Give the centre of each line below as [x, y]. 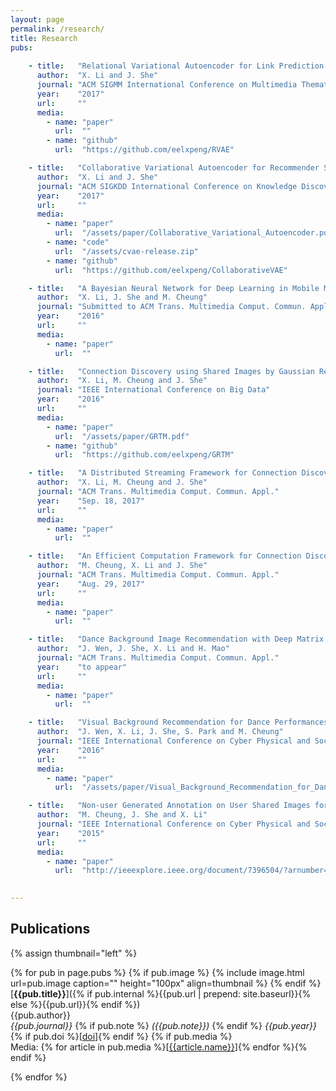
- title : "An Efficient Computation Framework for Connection [165, 556]
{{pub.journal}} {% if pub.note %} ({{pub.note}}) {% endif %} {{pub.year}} [163, 1025]
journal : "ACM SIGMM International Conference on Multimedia [167, 85]
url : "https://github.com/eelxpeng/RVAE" [144, 150]
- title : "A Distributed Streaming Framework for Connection [163, 473]
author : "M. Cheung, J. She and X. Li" [122, 815]
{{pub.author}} [40, 1015]
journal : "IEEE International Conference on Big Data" [153, 390]
